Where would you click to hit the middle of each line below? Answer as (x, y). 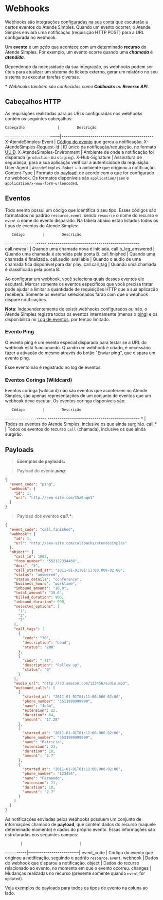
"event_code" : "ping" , (32, 484)
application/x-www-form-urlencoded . (42, 183)
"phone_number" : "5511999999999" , (57, 702)
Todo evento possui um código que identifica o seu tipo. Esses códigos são (81, 210)
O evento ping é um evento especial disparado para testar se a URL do (76, 342)
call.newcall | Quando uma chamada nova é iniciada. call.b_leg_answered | (80, 249)
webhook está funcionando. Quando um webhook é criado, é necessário (78, 347)
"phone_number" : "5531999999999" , (57, 738)
